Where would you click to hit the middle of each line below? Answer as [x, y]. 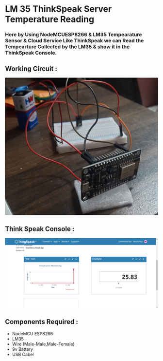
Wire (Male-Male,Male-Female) [43, 344]
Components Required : [42, 322]
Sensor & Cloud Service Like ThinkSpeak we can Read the [74, 41]
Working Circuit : [31, 68]
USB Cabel [23, 354]
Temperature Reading [50, 19]
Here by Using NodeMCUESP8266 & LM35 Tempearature [73, 35]
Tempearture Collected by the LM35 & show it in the [67, 47]
